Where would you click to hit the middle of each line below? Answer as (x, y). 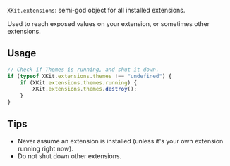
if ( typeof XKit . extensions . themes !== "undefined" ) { (90, 76)
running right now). (46, 148)
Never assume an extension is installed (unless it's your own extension (120, 141)
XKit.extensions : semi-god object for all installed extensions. (96, 10)
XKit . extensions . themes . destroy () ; (85, 89)
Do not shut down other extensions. (69, 156)
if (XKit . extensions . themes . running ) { (79, 83)
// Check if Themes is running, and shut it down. (83, 70)
